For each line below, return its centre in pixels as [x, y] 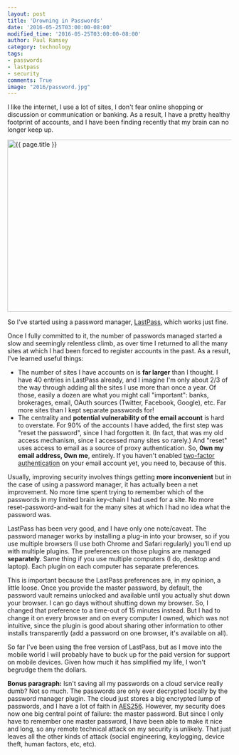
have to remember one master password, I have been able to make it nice [115, 722]
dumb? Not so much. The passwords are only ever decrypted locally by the [118, 691]
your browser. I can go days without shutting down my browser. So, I [108, 603]
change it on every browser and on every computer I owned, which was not [118, 618]
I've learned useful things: [46, 359]
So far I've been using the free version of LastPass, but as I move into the [115, 647]
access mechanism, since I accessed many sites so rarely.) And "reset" [122, 441]
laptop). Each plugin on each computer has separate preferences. [104, 566]
